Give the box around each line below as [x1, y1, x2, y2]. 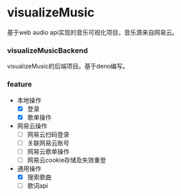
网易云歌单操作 [27, 147, 70, 155]
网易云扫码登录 [27, 130, 70, 138]
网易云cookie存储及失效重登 [27, 156, 107, 164]
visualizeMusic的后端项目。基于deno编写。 [7, 62, 129, 70]
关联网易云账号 [27, 139, 70, 147]
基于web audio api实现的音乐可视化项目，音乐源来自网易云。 [7, 28, 179, 36]
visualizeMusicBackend [7, 46, 88, 55]
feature [7, 80, 32, 89]
